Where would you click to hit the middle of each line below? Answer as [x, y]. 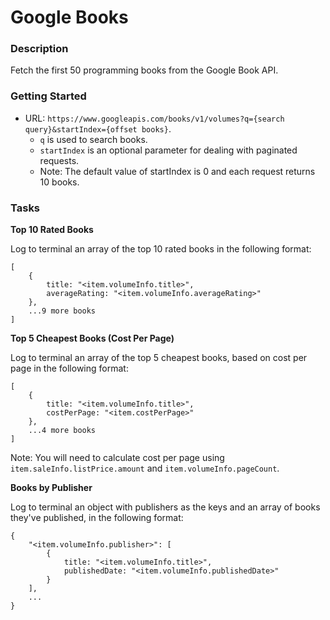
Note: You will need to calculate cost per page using [117, 458]
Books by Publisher [51, 488]
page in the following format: [69, 368]
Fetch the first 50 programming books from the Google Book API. [144, 70]
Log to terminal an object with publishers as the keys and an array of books [165, 507]
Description [39, 49]
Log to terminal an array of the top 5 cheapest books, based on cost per [159, 358]
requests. [59, 160]
